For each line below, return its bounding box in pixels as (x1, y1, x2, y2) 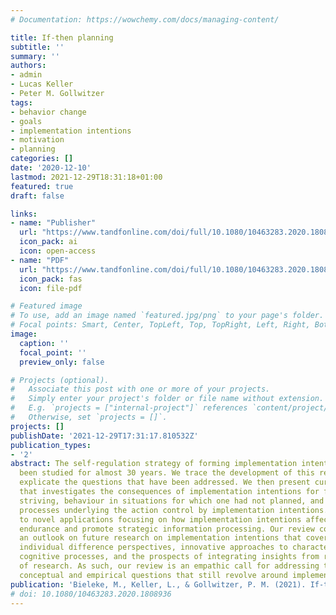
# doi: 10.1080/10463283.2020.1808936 (10, 589, 172, 599)
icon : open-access (19, 246, 97, 256)
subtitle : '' (10, 42, 65, 52)
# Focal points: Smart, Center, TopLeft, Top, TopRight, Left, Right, (10, 320, 311, 330)
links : (10, 209, 38, 219)
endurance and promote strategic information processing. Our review (19, 524, 315, 534)
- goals (10, 116, 43, 126)
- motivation (10, 135, 65, 145)
